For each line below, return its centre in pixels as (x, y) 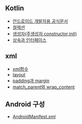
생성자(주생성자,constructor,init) (45, 34)
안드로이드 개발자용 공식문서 (40, 21)
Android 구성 (25, 105)
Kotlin (15, 8)
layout (19, 75)
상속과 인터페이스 (29, 40)
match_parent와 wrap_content (44, 87)
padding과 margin (31, 81)
